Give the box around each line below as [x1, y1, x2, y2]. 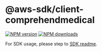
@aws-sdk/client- [5, 4, 84, 15]
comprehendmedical [5, 14, 95, 26]
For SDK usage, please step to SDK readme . [5, 40, 97, 46]
